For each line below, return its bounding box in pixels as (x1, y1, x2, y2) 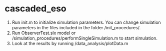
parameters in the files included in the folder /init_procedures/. (11, 24, 141, 30)
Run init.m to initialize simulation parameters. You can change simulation (11, 19, 161, 25)
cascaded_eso (4, 3, 67, 14)
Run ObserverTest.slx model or (11, 30, 76, 36)
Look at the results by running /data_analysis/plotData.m (11, 40, 128, 46)
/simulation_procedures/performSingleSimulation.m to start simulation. (11, 35, 158, 41)
